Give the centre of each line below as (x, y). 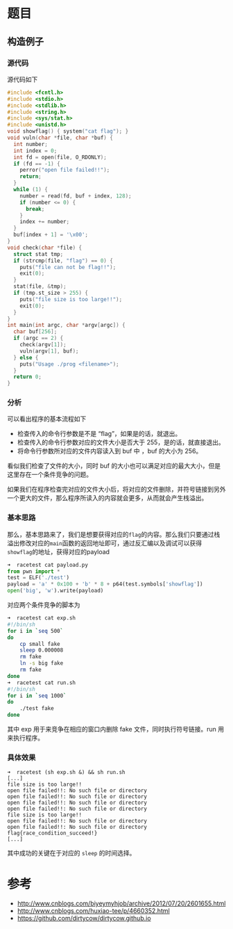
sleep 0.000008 (42, 650)
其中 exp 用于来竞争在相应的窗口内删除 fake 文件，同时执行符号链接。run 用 (115, 729)
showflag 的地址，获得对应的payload (58, 551)
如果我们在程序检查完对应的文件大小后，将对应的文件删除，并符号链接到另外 (116, 490)
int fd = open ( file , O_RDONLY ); (60, 157)
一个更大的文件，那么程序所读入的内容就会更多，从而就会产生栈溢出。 (107, 498)
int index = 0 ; (35, 151)
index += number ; (45, 222)
